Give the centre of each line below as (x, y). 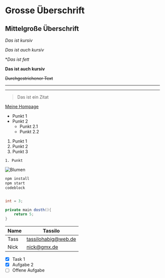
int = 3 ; (14, 201)
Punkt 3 (20, 152)
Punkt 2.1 (29, 126)
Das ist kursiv (19, 40)
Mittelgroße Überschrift (42, 29)
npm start (15, 183)
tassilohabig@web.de (51, 239)
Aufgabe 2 (23, 265)
